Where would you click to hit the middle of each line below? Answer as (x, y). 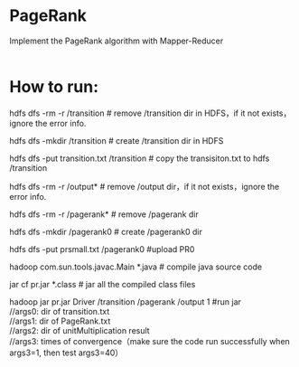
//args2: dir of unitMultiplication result (80, 330)
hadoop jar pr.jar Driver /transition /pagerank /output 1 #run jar (126, 301)
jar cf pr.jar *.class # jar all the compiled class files (103, 284)
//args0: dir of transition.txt (60, 311)
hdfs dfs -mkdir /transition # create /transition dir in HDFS (117, 140)
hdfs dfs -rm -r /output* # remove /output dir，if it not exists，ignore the (145, 186)
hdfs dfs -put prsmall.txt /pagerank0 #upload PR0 (102, 249)
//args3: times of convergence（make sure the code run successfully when (150, 341)
